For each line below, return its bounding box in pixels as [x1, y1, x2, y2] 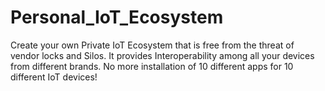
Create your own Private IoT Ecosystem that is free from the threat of [10, 39, 295, 51]
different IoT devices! [10, 71, 98, 83]
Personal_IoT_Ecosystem [10, 6, 224, 29]
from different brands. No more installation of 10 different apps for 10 [10, 60, 294, 72]
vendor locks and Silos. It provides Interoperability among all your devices [10, 49, 315, 61]
